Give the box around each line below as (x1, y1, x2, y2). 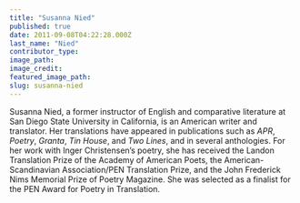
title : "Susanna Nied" (9, 13, 95, 23)
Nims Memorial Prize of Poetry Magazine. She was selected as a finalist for (9, 174, 291, 185)
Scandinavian (9, 164, 61, 175)
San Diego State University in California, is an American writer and (9, 116, 257, 127)
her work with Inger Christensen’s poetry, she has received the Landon (9, 145, 275, 156)
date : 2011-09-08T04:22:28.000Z (9, 30, 132, 39)
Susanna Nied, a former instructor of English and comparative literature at (9, 106, 286, 117)
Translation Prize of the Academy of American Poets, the (9, 154, 223, 165)
